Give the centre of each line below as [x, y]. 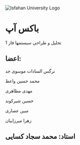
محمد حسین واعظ [23, 81]
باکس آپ [22, 29]
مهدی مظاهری [19, 91]
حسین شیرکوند [19, 101]
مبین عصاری [17, 110]
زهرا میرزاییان [18, 120]
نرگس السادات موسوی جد [30, 71]
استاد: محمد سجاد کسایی [40, 137]
